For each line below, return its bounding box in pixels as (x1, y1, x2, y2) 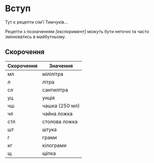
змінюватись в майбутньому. (5, 34, 66, 40)
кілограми (42, 142, 67, 149)
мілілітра (42, 70, 64, 77)
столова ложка (42, 118, 78, 125)
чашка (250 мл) (42, 102, 80, 109)
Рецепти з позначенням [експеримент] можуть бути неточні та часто (5, 28, 150, 34)
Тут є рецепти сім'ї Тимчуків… (5, 19, 68, 25)
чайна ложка (42, 110, 73, 117)
